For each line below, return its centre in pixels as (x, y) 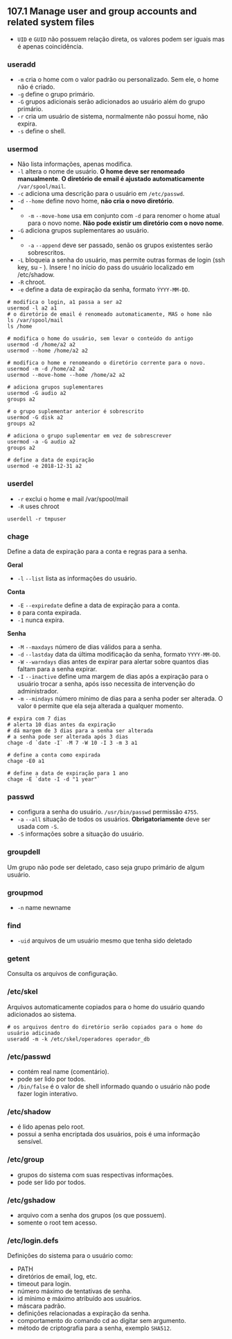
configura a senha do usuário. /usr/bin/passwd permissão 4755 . (108, 812)
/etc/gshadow (32, 1200)
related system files (51, 23)
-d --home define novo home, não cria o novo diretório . (96, 201)
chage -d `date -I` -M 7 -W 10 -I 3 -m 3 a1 (72, 743)
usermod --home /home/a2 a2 (48, 351)
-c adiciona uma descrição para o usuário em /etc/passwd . (101, 194)
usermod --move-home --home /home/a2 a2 (66, 375)
